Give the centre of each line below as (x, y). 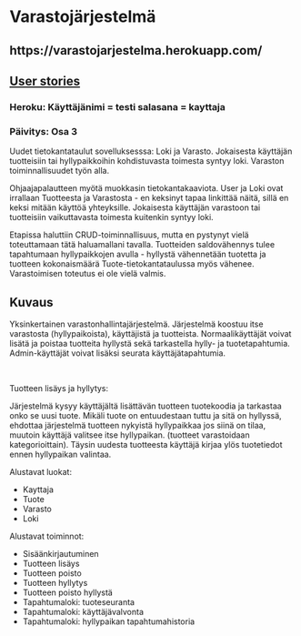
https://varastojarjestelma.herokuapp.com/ (136, 50)
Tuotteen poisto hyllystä (68, 592)
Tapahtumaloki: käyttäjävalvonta (83, 612)
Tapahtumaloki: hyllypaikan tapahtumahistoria (109, 621)
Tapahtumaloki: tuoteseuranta (78, 602)
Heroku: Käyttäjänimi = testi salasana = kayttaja (117, 106)
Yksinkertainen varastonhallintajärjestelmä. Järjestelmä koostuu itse (136, 324)
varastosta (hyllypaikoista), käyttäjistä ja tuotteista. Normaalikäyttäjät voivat (150, 333)
